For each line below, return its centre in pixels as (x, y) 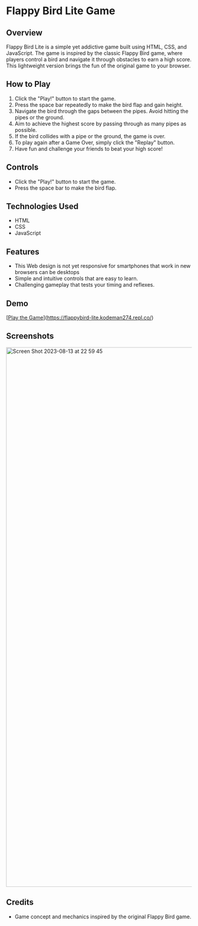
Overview (24, 33)
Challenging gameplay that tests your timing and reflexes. (85, 285)
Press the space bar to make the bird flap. (65, 188)
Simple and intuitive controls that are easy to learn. (76, 278)
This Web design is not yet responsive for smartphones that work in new (103, 266)
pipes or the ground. (39, 117)
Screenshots (30, 336)
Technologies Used (42, 207)
